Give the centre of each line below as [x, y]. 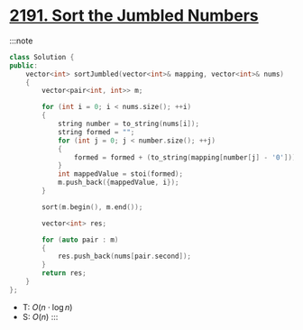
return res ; [64, 273]
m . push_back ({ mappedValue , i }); [118, 183]
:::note [21, 41]
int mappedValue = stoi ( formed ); [120, 174]
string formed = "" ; [96, 132]
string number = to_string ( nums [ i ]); [129, 124]
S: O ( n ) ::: [40, 316]
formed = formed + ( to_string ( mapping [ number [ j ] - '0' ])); [187, 157]
